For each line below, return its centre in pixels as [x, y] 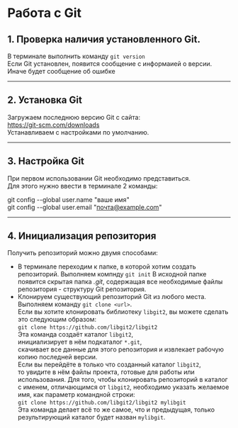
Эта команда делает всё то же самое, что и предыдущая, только [116, 410]
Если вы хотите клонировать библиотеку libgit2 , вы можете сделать [123, 312]
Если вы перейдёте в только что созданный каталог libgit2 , [109, 365]
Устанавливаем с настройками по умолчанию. [78, 132]
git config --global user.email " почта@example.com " [85, 207]
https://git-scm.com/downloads [53, 125]
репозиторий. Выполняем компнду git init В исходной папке [112, 274]
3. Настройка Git [46, 161]
